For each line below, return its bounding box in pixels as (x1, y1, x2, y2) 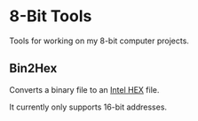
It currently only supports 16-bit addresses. (9, 102, 167, 112)
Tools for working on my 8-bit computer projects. (9, 35, 189, 46)
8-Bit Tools (9, 6, 92, 26)
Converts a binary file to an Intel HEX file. (9, 84, 160, 95)
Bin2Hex (9, 61, 58, 76)
